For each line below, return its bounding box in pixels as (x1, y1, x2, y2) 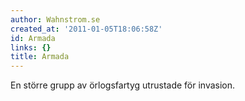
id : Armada (10, 33, 56, 43)
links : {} (10, 42, 52, 53)
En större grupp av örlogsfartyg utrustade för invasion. (10, 79, 236, 91)
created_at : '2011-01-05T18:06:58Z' (10, 24, 163, 34)
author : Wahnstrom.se (10, 14, 101, 25)
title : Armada (10, 52, 70, 62)
